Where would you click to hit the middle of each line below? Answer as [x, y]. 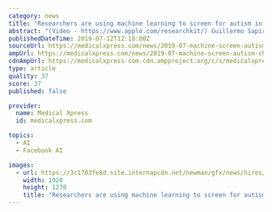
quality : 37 [28, 76]
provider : [25, 106]
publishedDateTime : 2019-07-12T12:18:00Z [79, 38]
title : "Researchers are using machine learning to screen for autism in [136, 23]
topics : [21, 136]
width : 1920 [43, 180]
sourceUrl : [27, 46]
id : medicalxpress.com [54, 121]
